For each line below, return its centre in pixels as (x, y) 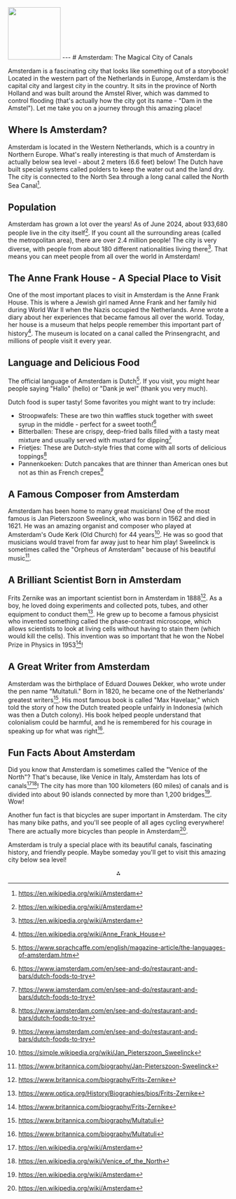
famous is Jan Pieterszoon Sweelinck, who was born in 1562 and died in (112, 518)
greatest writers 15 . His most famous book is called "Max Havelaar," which (114, 699)
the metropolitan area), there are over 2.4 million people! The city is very (112, 240)
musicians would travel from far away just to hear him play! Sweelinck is (112, 542)
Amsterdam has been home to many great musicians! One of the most (109, 511)
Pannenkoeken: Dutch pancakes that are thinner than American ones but (123, 463)
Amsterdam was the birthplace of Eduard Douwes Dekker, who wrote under (117, 683)
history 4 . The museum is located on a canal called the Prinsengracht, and (114, 333)
